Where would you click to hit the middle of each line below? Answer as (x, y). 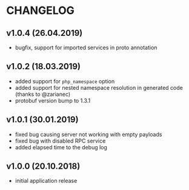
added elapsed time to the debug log (61, 147)
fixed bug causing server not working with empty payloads (88, 134)
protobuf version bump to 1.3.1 (53, 100)
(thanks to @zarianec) (43, 94)
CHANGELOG (40, 11)
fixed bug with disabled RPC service (60, 141)
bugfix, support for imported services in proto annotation (86, 47)
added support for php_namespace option (65, 81)
